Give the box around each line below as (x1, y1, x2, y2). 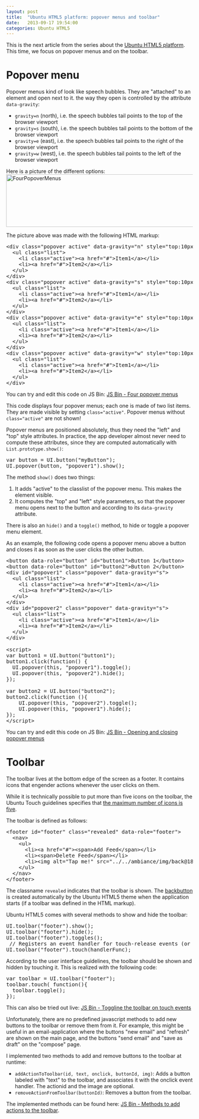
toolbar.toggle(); (12, 987, 66, 994)
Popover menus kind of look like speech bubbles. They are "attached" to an (6, 88, 191, 95)
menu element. (6, 528, 43, 535)
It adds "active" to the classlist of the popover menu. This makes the (14, 485, 182, 493)
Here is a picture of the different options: (6, 168, 105, 175)
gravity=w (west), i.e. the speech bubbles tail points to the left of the (14, 150, 182, 157)
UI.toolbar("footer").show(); (6, 923, 94, 929)
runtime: (6, 1059, 27, 1066)
